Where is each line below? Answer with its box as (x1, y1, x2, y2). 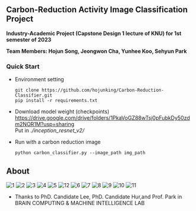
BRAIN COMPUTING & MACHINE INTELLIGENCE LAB (14, 199, 145, 206)
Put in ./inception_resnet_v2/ (14, 127, 85, 134)
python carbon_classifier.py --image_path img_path (14, 150, 146, 156)
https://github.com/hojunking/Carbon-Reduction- (41, 87, 165, 94)
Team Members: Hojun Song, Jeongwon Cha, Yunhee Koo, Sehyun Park (6, 47, 187, 55)
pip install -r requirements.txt (14, 98, 98, 104)
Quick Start (6, 62, 40, 71)
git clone (14, 87, 40, 94)
